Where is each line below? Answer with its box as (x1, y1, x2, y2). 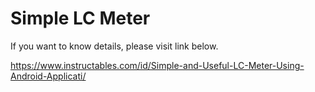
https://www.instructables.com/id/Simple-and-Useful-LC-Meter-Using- (10, 59, 305, 71)
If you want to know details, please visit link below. (10, 40, 219, 52)
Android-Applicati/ (10, 70, 87, 82)
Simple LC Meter (10, 7, 151, 30)
